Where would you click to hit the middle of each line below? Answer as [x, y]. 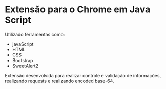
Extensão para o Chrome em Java [78, 9]
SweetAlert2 [25, 66]
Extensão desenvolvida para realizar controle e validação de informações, [83, 75]
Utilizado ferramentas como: [35, 34]
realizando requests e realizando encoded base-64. [59, 81]
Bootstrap [23, 60]
